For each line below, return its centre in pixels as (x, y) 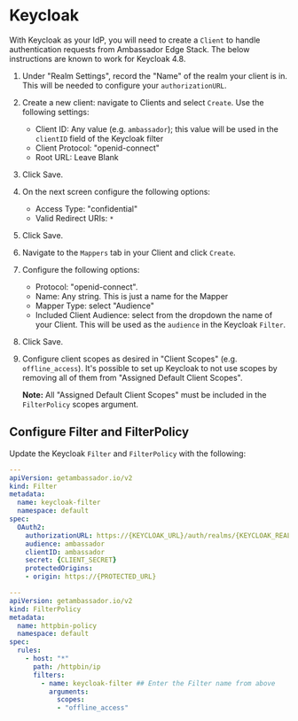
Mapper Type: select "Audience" (95, 306)
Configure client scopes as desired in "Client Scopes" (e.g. (129, 359)
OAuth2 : (31, 527)
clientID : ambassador (65, 552)
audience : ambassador (65, 544)
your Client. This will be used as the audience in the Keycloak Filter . (161, 324)
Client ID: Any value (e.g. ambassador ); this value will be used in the (157, 128)
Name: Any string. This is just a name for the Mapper (132, 296)
